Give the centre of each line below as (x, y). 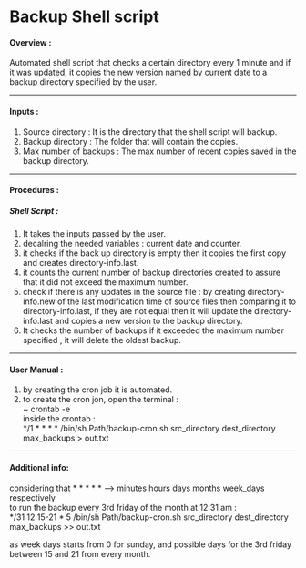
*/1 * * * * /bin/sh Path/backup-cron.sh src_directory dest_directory (149, 429)
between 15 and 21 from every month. (80, 553)
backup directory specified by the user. (83, 82)
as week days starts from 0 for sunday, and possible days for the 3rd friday (151, 544)
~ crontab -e (46, 409)
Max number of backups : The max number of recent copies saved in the (159, 151)
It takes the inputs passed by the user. (94, 234)
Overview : (31, 42)
